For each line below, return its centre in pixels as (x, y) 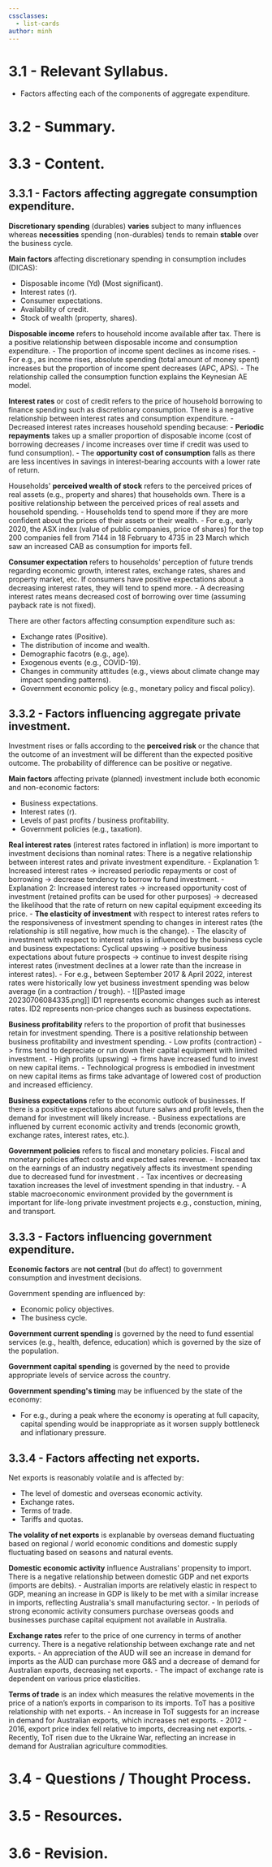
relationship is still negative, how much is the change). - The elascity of (127, 931)
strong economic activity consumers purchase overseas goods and (121, 1611)
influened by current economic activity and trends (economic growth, (125, 1126)
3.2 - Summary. (62, 126)
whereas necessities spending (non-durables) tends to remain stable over (134, 234)
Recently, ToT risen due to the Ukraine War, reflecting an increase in (122, 1737)
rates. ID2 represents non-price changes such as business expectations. (130, 1009)
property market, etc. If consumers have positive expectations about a (126, 579)
